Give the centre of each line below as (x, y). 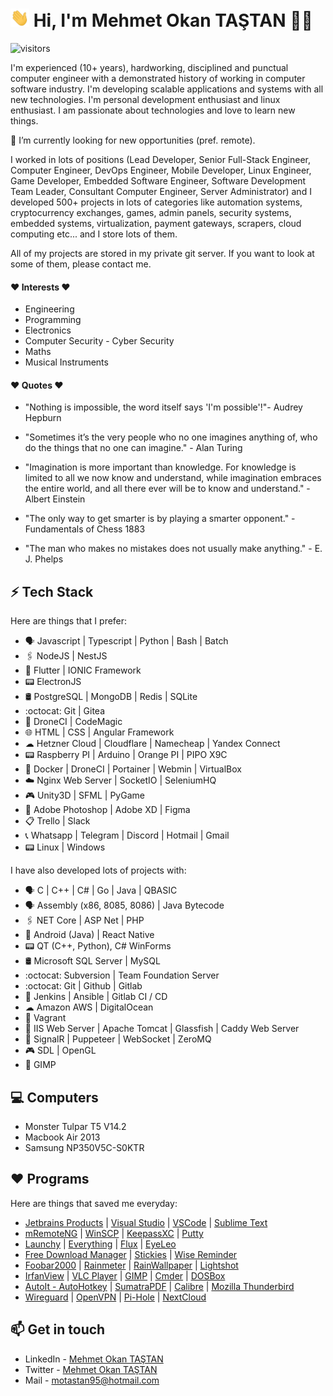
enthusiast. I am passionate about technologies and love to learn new (153, 110)
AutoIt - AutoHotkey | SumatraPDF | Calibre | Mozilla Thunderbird (159, 1286)
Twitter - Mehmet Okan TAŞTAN (91, 1369)
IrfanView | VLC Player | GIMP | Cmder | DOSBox (125, 1275)
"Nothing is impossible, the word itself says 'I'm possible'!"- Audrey (163, 407)
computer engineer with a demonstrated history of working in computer (158, 79)
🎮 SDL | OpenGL (60, 1050)
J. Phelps (44, 559)
